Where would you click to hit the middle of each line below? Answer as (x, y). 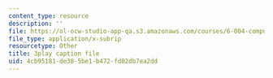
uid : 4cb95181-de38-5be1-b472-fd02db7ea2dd (83, 62)
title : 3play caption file (54, 54)
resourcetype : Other (43, 46)
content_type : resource (49, 16)
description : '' (36, 24)
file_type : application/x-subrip (65, 39)
